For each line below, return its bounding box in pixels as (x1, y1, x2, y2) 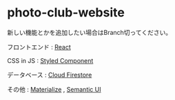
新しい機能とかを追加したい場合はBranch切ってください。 (7, 28, 172, 36)
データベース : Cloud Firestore (7, 71, 92, 79)
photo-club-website (7, 5, 125, 21)
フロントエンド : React (7, 42, 71, 51)
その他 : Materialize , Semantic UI (7, 85, 101, 93)
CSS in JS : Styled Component (7, 56, 94, 64)
